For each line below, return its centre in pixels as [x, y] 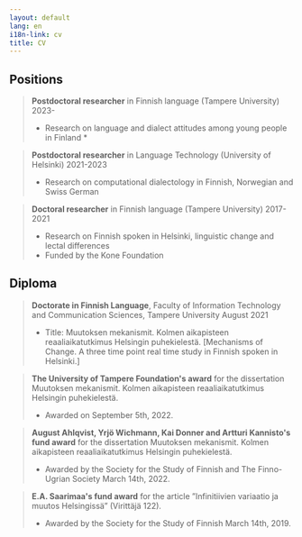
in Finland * [66, 138]
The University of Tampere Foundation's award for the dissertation [158, 378]
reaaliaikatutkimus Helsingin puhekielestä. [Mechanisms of [154, 341]
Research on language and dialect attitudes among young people [166, 128]
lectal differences [77, 246]
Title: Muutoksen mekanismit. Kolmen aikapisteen [137, 332]
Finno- [270, 469]
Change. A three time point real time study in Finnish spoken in [161, 351]
